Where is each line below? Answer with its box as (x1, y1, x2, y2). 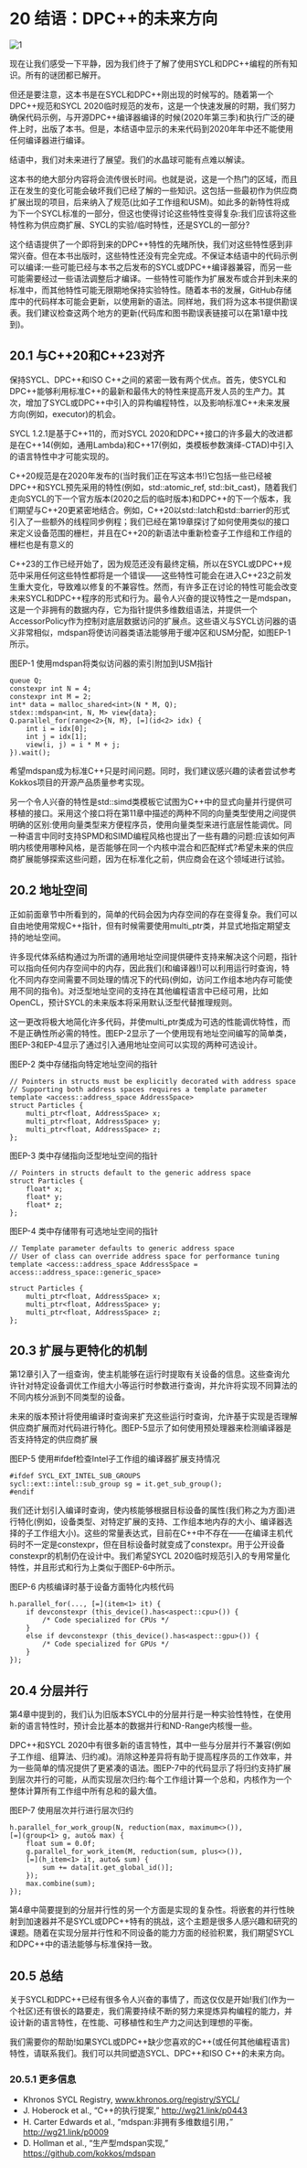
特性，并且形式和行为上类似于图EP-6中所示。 (9, 1562, 180, 1573)
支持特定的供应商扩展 (16, 1433, 98, 1445)
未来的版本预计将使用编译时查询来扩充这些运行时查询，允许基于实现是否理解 (9, 1411, 298, 1422)
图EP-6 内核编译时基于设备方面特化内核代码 (9, 1582, 175, 1593)
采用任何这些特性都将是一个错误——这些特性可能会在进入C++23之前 (25, 569, 284, 581)
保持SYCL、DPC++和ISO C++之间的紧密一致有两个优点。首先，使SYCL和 (9, 374, 287, 385)
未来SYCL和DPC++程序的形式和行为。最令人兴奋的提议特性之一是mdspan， (9, 592, 297, 604)
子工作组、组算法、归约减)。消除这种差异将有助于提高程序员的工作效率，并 (9, 1751, 293, 1762)
